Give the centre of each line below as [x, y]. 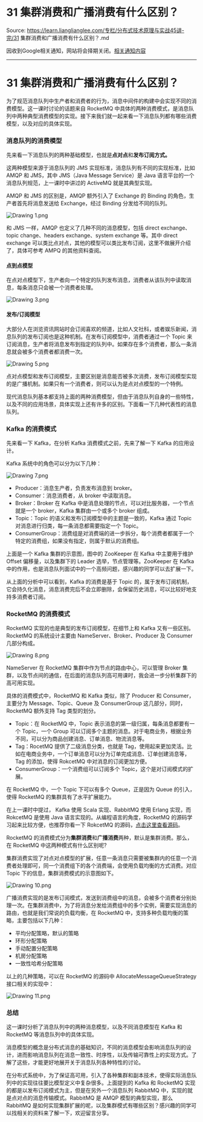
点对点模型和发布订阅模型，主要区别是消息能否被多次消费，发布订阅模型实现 [101, 376]
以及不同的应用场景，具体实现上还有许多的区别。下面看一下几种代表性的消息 [101, 404]
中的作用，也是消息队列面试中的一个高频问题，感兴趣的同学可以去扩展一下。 [101, 569]
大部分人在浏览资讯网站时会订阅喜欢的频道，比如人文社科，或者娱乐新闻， [99, 329]
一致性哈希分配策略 [39, 964]
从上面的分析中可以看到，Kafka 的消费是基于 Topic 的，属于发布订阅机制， [99, 581]
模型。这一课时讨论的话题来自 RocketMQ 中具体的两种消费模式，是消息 [100, 108]
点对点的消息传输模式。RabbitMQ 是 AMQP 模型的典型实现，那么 [92, 1098]
